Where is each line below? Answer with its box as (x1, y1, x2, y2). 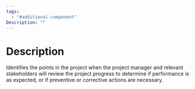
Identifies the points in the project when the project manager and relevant (6, 64, 183, 71)
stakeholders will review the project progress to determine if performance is (6, 70, 189, 77)
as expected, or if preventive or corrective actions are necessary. (6, 77, 164, 84)
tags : (6, 8, 19, 15)
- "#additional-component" (11, 14, 77, 20)
